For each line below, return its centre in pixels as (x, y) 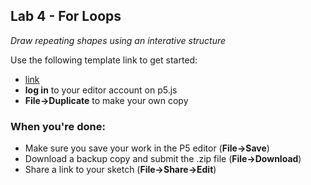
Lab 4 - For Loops (66, 16)
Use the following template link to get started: (104, 60)
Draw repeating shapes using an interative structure (118, 40)
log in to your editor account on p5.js (101, 90)
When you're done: (58, 126)
